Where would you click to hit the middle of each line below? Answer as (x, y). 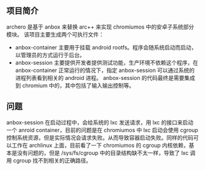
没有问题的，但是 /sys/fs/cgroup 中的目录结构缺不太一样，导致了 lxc (103, 153)
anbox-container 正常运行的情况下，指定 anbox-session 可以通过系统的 (105, 70)
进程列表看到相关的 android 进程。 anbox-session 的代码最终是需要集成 (105, 77)
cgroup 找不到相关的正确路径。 (52, 160)
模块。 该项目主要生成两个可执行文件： (55, 34)
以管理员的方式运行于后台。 (50, 55)
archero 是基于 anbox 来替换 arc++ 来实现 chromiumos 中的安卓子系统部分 (100, 27)
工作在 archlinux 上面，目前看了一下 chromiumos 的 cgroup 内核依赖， (100, 145)
